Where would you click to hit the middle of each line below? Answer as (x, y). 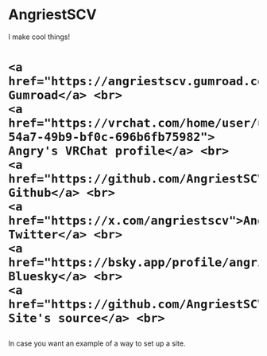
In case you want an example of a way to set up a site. (97, 343)
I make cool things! (39, 37)
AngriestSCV (52, 15)
